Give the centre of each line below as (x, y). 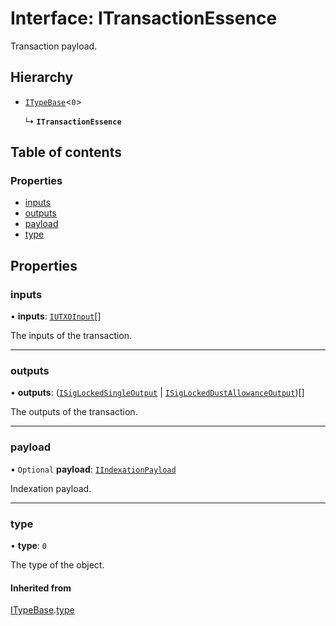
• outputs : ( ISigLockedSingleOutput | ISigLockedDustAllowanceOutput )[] (157, 393)
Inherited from (41, 588)
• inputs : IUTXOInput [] (56, 316)
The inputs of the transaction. (71, 336)
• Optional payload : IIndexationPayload (93, 469)
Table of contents (66, 152)
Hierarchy (42, 77)
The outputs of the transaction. (74, 412)
